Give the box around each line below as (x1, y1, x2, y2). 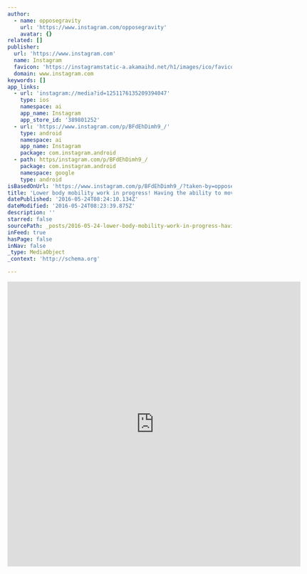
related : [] (7, 37, 43, 44)
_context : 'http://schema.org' (7, 256, 100, 263)
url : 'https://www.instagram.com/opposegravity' (20, 24, 167, 31)
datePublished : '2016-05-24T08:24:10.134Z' (7, 196, 139, 203)
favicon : (14, 63, 40, 71)
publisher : (7, 43, 40, 51)
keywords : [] (7, 76, 46, 84)
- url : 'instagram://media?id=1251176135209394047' (14, 90, 171, 97)
